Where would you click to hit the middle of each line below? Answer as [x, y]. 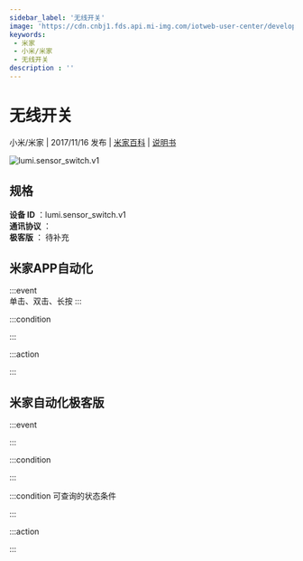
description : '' [42, 69]
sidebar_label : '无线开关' [57, 18]
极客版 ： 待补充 [39, 237]
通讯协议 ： [30, 226]
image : [22, 26]
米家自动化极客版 [57, 402]
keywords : [28, 34]
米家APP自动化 [51, 269]
